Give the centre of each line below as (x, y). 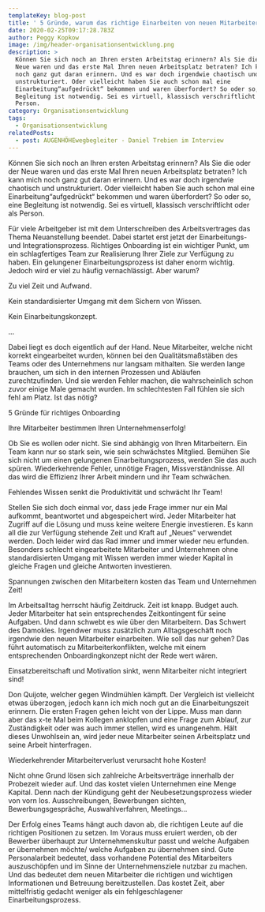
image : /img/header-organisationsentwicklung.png (91, 45)
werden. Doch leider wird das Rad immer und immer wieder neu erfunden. (129, 541)
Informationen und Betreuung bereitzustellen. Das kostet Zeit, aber (116, 883)
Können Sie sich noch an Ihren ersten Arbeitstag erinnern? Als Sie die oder (129, 163)
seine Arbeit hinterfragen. (50, 745)
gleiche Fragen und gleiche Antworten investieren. (90, 566)
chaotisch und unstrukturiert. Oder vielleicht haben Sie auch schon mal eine (131, 188)
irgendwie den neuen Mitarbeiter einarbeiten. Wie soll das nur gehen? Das (129, 638)
